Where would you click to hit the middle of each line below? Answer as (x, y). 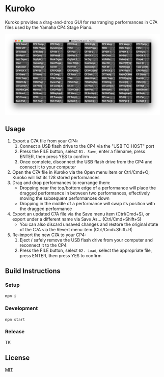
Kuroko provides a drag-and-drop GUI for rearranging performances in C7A (82, 22)
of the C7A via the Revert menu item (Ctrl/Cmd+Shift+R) (76, 229)
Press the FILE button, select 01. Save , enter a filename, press (82, 151)
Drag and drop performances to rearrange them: (61, 183)
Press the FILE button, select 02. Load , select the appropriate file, (86, 250)
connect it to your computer (48, 167)
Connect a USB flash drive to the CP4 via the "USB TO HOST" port (87, 146)
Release (15, 332)
